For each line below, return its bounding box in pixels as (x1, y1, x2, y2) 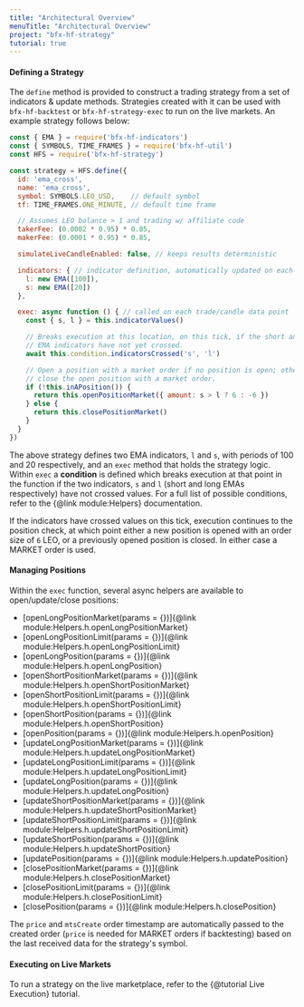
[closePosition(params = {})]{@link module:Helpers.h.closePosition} (22, 901, 277, 912)
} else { (25, 400, 59, 409)
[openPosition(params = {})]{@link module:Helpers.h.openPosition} (22, 727, 274, 739)
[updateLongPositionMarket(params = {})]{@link (22, 737, 204, 748)
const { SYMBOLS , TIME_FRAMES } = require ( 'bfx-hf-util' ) (9, 141, 233, 150)
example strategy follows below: (9, 115, 130, 127)
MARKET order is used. (9, 544, 97, 555)
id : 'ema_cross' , (17, 174, 83, 184)
